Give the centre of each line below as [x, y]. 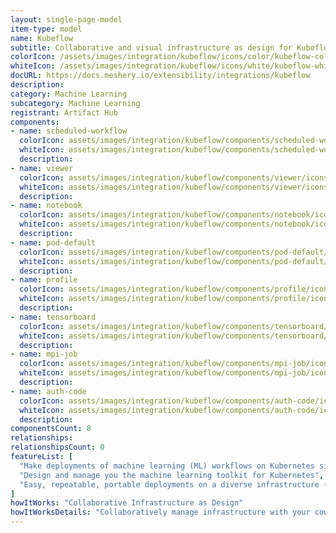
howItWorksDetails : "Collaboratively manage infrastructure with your [160, 512]
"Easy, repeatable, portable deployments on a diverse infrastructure [169, 484]
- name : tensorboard [53, 317]
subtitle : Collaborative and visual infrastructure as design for [151, 47]
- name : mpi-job [44, 354]
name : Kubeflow [42, 38]
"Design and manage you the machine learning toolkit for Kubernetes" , [172, 475]
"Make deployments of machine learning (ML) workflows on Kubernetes [167, 466]
